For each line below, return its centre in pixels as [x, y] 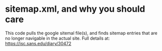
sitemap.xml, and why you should [75, 9]
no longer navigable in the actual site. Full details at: [57, 38]
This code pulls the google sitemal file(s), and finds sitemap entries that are [81, 33]
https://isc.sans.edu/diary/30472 [38, 43]
